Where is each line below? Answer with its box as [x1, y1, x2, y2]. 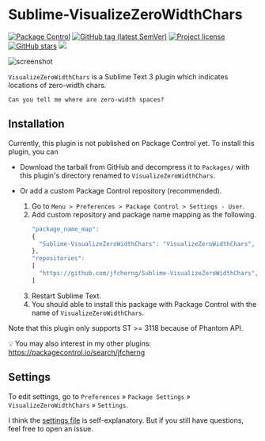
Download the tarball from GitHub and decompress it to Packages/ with [19, 162, 251, 171]
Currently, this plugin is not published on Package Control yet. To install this [8, 138, 255, 148]
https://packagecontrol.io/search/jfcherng [8, 347, 146, 357]
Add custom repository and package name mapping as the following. [31, 209, 257, 219]
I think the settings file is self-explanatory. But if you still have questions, [8, 415, 244, 425]
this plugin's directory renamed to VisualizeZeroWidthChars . [19, 171, 216, 180]
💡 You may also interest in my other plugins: [8, 339, 152, 348]
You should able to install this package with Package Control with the [31, 299, 257, 309]
